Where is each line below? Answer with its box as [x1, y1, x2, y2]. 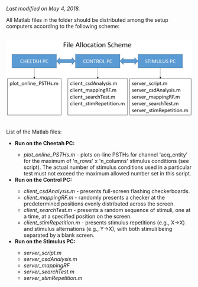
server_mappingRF [23, 262, 70, 269]
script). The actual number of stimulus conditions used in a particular [23, 164, 192, 171]
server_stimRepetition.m [23, 274, 83, 281]
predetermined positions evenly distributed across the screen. [23, 200, 176, 207]
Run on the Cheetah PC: [14, 139, 75, 146]
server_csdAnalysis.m [23, 255, 78, 262]
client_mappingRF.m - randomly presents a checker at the [23, 194, 165, 201]
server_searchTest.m [23, 268, 75, 275]
